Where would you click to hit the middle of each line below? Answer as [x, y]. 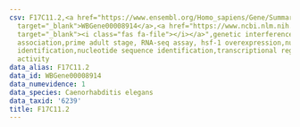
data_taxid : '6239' [46, 101]
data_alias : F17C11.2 [50, 68]
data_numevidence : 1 [48, 84]
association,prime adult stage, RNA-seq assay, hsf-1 [119, 42]
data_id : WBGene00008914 [55, 76]
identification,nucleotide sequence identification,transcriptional [147, 51]
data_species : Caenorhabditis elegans [81, 92]
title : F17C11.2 [39, 109]
